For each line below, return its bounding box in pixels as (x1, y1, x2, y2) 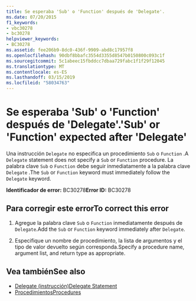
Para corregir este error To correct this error (6, 204, 169, 214)
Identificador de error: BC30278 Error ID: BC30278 (6, 187, 131, 194)
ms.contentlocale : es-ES (6, 69, 67, 75)
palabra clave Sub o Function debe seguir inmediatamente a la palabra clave (6, 162, 191, 169)
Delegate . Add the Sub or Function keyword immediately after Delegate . (14, 225, 185, 233)
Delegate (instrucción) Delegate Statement (14, 282, 117, 289)
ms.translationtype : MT (6, 63, 65, 70)
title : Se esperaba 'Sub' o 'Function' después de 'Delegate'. (6, 8, 165, 15)
